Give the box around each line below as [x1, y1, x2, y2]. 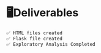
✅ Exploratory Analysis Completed [6, 41, 95, 47]
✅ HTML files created [6, 30, 63, 36]
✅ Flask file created [6, 36, 63, 42]
